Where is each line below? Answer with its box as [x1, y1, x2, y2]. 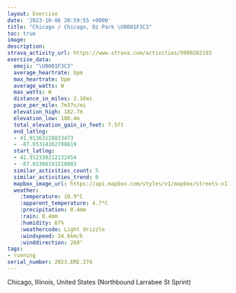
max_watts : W [13, 89, 52, 96]
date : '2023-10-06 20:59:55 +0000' [7, 17, 112, 24]
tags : [7, 245, 23, 253]
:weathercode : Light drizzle [20, 226, 105, 233]
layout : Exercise [7, 10, 58, 18]
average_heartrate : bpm [13, 69, 83, 76]
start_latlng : [13, 148, 55, 155]
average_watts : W [13, 82, 65, 89]
